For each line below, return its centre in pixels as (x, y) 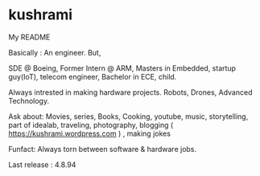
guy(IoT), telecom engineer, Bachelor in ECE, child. (93, 76)
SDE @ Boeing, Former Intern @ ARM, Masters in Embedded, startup (122, 68)
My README (29, 37)
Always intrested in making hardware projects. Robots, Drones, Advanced (130, 92)
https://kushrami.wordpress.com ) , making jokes (90, 133)
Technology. (29, 100)
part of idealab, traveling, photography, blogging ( (91, 125)
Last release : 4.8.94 (42, 164)
